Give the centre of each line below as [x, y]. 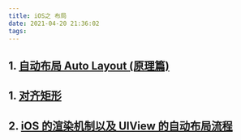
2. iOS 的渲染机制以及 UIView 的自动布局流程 [120, 126]
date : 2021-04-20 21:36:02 [54, 23]
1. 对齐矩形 [35, 96]
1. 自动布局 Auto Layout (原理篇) [89, 66]
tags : [17, 31]
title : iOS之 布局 [38, 16]
